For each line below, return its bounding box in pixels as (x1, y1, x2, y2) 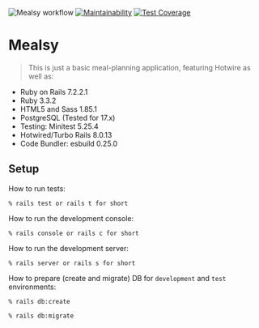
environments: (8, 282, 57, 292)
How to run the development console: (8, 213, 134, 223)
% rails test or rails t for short (8, 199, 129, 207)
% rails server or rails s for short (8, 259, 136, 267)
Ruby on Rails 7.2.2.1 (19, 87, 88, 96)
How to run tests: (8, 183, 66, 194)
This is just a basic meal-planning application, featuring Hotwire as (28, 62, 251, 72)
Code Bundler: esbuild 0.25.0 (19, 138, 118, 148)
